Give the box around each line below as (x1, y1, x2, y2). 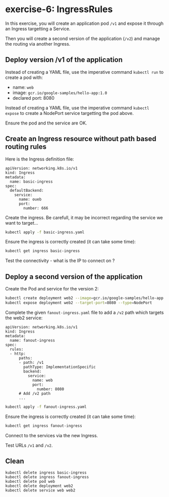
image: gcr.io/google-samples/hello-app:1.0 (12, 90, 107, 96)
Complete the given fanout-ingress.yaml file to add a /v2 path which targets (5, 309, 164, 315)
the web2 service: (5, 315, 43, 321)
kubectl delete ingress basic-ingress (5, 470, 87, 475)
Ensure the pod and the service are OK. (5, 120, 87, 126)
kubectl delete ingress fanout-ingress (5, 475, 89, 480)
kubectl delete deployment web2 (5, 483, 73, 489)
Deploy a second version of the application (5, 272, 143, 281)
